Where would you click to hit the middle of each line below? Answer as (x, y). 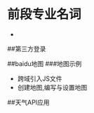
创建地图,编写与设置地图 (52, 87)
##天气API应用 (29, 102)
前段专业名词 (45, 14)
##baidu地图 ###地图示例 (45, 63)
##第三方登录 (27, 48)
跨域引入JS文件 (40, 79)
